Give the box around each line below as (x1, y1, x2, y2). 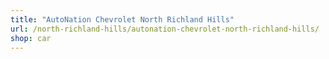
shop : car (10, 33, 52, 43)
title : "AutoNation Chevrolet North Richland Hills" (10, 14, 235, 25)
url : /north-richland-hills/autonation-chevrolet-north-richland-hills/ (10, 24, 320, 34)
